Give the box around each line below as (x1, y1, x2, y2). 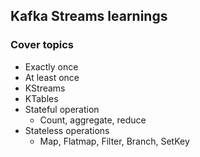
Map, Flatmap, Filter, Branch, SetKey (39, 135, 190, 147)
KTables (24, 92, 59, 104)
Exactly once (24, 60, 79, 73)
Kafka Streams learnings (10, 8, 168, 25)
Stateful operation (24, 103, 100, 115)
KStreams (24, 82, 66, 94)
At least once (24, 71, 80, 83)
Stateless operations (24, 124, 110, 136)
